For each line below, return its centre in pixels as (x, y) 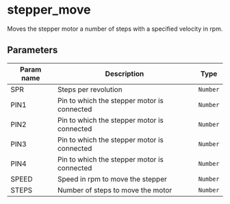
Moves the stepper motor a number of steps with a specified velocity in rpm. (115, 29)
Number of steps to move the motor (115, 190)
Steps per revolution (90, 89)
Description (125, 74)
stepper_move (49, 10)
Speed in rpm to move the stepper (112, 179)
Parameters (33, 50)
